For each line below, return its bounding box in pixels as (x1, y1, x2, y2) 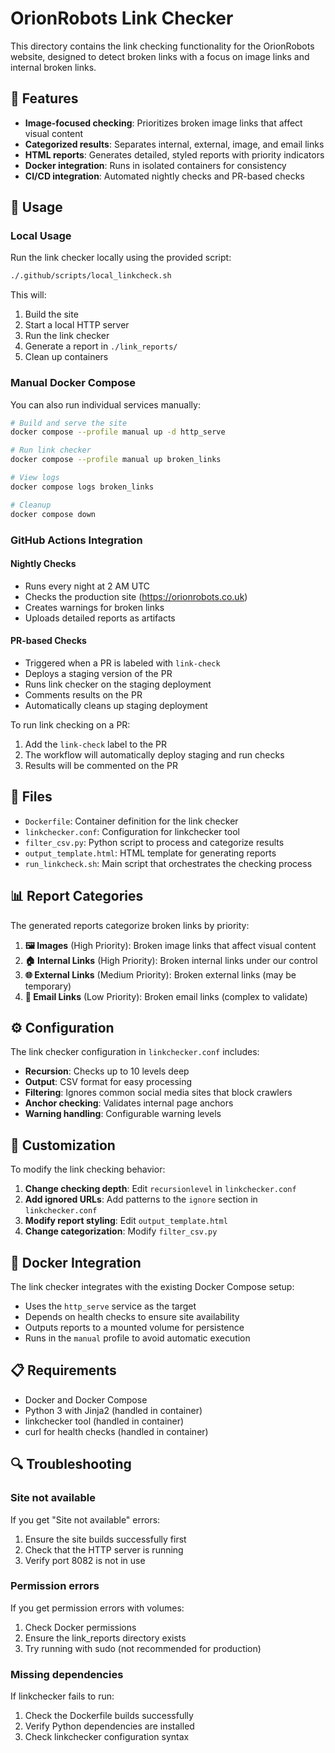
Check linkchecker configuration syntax (24, 1731, 190, 1743)
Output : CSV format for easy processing (24, 1076, 193, 1088)
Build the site (24, 308, 79, 321)
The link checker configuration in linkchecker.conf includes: (10, 1046, 260, 1058)
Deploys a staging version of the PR (24, 667, 173, 679)
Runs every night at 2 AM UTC (24, 580, 151, 592)
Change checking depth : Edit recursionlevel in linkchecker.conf (24, 1183, 297, 1195)
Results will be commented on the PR (24, 759, 179, 771)
